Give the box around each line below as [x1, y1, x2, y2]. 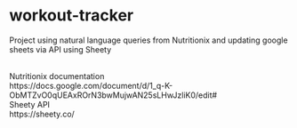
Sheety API [9, 99, 51, 109]
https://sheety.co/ [9, 108, 76, 119]
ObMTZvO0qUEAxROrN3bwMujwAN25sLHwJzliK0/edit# [9, 90, 218, 100]
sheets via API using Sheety [9, 44, 112, 54]
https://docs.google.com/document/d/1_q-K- [9, 80, 173, 91]
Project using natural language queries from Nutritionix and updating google [9, 35, 288, 45]
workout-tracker [9, 5, 134, 26]
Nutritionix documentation [9, 70, 105, 81]
